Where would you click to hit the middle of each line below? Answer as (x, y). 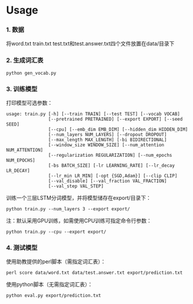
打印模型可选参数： (29, 103)
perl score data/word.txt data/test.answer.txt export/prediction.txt (94, 273)
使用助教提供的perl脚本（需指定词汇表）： (56, 262)
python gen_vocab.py (31, 73)
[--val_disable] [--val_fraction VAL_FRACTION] (107, 181)
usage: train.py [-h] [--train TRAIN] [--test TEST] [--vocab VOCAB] (93, 114)
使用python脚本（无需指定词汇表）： (49, 285)
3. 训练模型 (22, 89)
